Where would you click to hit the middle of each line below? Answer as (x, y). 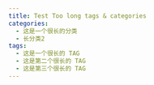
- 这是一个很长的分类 (47, 31)
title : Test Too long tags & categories (78, 16)
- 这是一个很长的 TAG (48, 53)
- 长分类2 (30, 38)
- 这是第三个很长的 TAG (51, 69)
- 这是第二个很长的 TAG (51, 62)
